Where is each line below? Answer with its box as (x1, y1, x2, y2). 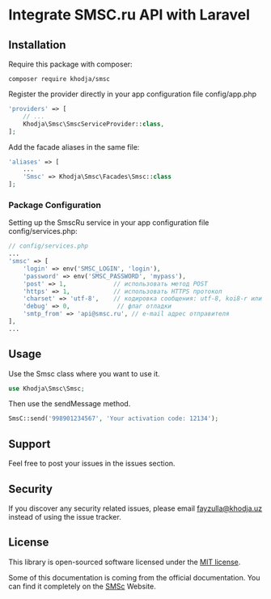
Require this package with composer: (8, 59, 133, 69)
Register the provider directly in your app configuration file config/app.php (8, 89, 257, 99)
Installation (8, 38, 66, 52)
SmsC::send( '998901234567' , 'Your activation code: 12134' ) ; (8, 414, 219, 423)
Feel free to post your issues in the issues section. (8, 459, 176, 469)
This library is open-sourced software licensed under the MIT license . (8, 557, 241, 567)
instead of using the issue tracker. (8, 512, 121, 521)
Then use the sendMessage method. (8, 399, 131, 409)
